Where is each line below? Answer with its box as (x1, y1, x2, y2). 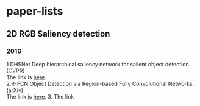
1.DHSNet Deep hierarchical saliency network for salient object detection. (6, 60, 191, 68)
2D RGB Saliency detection (6, 29, 110, 39)
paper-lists (6, 4, 63, 18)
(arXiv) (6, 87, 24, 94)
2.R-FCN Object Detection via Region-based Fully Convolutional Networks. (6, 80, 195, 87)
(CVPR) (6, 67, 26, 74)
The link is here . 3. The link (6, 93, 74, 100)
